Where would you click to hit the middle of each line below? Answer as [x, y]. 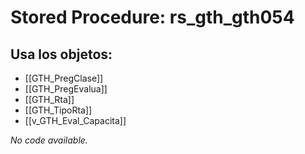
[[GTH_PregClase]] [64, 78]
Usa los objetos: [61, 54]
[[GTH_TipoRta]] [58, 110]
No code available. [49, 140]
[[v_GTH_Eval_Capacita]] [75, 120]
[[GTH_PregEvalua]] [66, 89]
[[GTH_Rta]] [49, 99]
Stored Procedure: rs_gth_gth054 [152, 17]
